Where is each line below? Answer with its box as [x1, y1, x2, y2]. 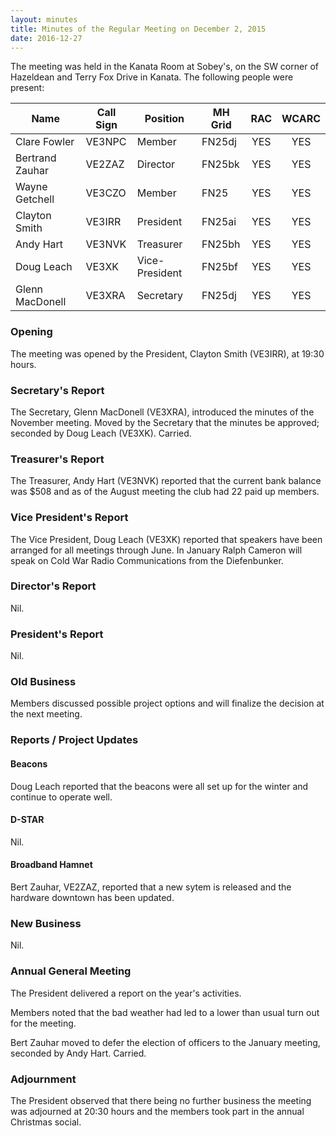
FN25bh [201, 237, 241, 251]
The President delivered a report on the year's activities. [10, 987, 242, 999]
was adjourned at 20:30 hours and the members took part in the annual [10, 1105, 305, 1117]
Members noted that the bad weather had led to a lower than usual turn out [10, 1006, 320, 1018]
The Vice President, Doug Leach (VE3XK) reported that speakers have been [10, 533, 323, 545]
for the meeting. [10, 1017, 77, 1029]
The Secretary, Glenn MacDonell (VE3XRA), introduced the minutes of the [10, 406, 315, 418]
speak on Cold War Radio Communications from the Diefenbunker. [10, 554, 284, 566]
